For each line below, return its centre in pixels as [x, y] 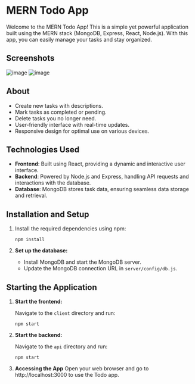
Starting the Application [52, 287]
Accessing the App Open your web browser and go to [82, 369]
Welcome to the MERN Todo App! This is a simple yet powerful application [97, 27]
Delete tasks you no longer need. [55, 118]
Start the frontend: [38, 302]
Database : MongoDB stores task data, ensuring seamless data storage [102, 189]
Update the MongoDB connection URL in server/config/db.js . [100, 269]
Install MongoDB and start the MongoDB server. [82, 262]
